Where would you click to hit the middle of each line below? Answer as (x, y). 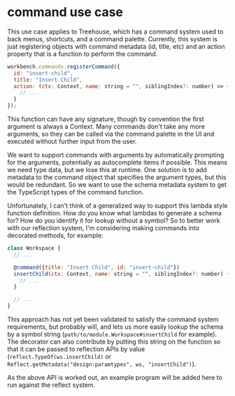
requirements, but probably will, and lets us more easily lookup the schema (115, 327)
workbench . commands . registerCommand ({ (64, 66)
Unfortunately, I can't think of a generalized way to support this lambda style (117, 206)
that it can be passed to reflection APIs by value (76, 349)
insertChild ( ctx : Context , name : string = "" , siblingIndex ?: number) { (122, 274)
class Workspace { (34, 248)
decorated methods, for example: (55, 236)
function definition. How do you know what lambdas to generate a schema (114, 213)
